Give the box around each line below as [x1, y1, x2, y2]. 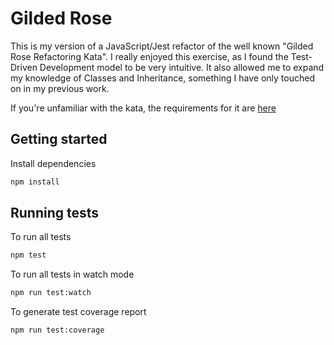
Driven [10, 61, 38, 73]
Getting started [10, 131, 108, 148]
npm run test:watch [10, 288, 92, 298]
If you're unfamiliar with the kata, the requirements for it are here [10, 102, 277, 114]
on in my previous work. [10, 82, 110, 94]
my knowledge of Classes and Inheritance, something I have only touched [10, 72, 315, 84]
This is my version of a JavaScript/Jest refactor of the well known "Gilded [10, 40, 314, 52]
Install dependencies [10, 157, 97, 169]
